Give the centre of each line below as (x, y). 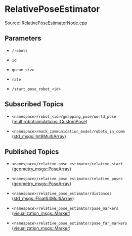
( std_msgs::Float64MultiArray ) (43, 198)
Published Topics (32, 152)
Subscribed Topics (34, 104)
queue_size (23, 70)
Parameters (23, 38)
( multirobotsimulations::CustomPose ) (49, 121)
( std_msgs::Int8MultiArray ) (39, 136)
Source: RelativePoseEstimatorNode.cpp (46, 23)
